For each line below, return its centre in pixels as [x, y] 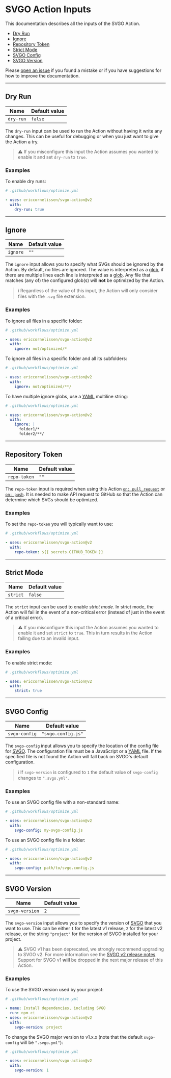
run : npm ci [23, 1013]
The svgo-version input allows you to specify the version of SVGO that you [83, 923]
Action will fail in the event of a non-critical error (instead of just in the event [85, 612]
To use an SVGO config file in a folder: [45, 840]
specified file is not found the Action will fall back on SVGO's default [77, 756]
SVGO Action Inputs [48, 9]
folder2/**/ [31, 434]
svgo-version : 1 [32, 1070]
